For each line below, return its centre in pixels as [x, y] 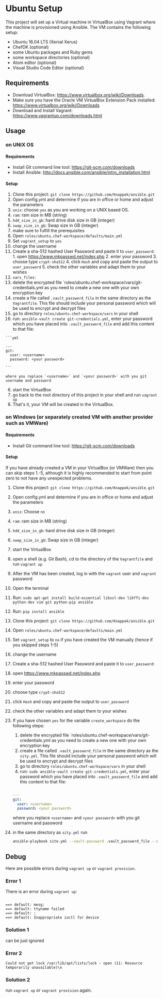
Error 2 [14, 953]
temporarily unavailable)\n [34, 967]
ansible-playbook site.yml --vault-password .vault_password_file [81, 841]
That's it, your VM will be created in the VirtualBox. [63, 404]
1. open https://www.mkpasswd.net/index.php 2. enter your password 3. [85, 257]
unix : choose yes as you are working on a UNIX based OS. [71, 210]
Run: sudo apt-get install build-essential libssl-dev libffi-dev [81, 598]
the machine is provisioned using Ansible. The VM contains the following [78, 27]
